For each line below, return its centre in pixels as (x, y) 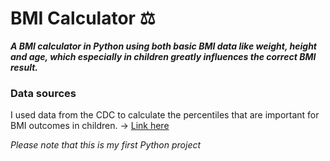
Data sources (43, 93)
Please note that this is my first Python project (106, 145)
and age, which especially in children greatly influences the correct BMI (163, 56)
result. (24, 67)
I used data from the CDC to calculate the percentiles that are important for (165, 115)
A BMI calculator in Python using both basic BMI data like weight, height (163, 46)
